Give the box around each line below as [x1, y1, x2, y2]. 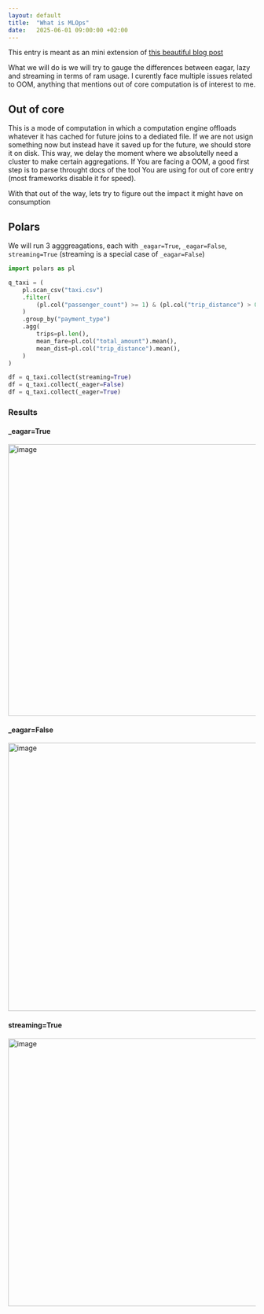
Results [8, 406, 38, 417]
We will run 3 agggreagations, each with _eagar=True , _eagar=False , [8, 241, 228, 250]
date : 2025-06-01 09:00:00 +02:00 [8, 26, 128, 34]
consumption [8, 198, 51, 207]
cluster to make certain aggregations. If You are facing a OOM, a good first [8, 157, 250, 166]
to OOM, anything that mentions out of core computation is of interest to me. [8, 80, 256, 89]
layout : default [8, 11, 61, 20]
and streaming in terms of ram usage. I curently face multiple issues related [8, 72, 253, 81]
